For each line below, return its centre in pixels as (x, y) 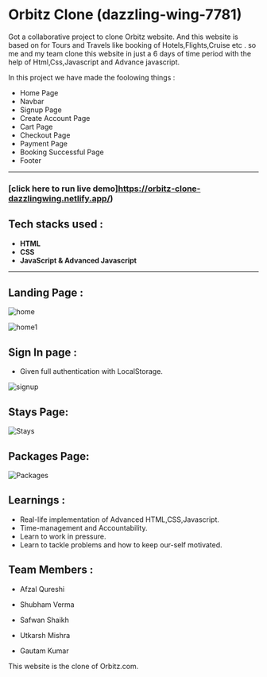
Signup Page (41, 110)
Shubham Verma (47, 604)
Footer (31, 160)
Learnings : (37, 500)
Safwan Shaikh (44, 620)
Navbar (32, 101)
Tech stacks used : (56, 224)
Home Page (39, 92)
